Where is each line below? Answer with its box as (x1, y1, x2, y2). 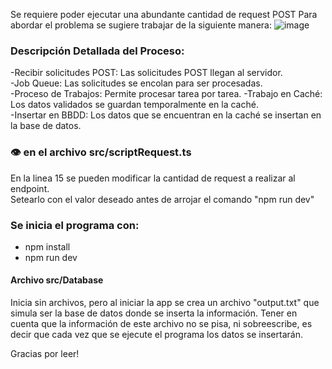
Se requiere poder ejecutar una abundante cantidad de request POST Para (10, 9, 318, 20)
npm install (24, 240, 71, 253)
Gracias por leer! (10, 348, 80, 360)
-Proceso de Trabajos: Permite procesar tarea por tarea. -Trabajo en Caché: (10, 88, 323, 100)
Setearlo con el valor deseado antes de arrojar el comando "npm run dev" (10, 193, 315, 205)
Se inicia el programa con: (10, 218, 140, 232)
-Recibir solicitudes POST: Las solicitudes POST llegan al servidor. (10, 67, 283, 79)
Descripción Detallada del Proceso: (10, 44, 185, 58)
